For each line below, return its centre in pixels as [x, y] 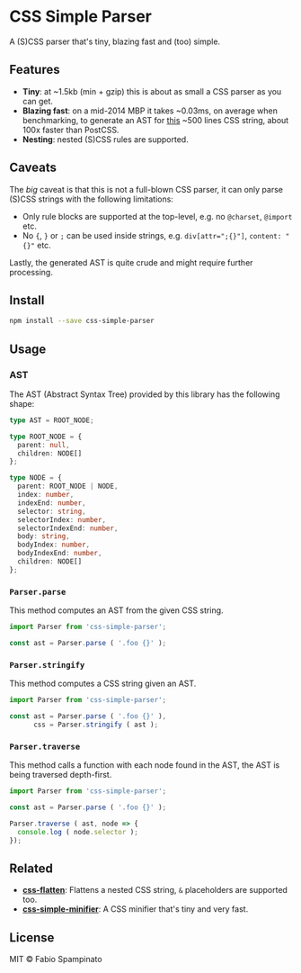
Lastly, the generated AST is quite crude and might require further [131, 262]
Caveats [33, 168]
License [32, 937]
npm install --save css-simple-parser [82, 321]
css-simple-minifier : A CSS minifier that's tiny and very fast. [135, 909]
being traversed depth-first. [61, 775]
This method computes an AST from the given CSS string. [116, 610]
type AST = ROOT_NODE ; [52, 420]
